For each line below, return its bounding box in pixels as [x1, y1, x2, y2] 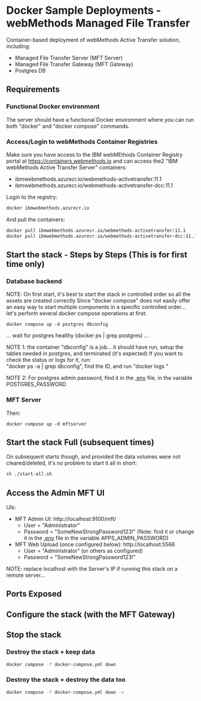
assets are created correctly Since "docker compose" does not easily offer [6, 297, 191, 304]
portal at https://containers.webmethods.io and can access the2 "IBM [6, 157, 178, 164]
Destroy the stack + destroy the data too [6, 676, 126, 684]
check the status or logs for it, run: [6, 357, 92, 364]
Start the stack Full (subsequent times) [6, 437, 154, 447]
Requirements [6, 85, 60, 95]
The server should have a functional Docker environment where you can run [6, 116, 194, 123]
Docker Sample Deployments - [6, 4, 162, 17]
